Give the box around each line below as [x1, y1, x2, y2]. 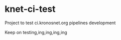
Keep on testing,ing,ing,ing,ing [4, 29, 68, 35]
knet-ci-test [4, 3, 56, 15]
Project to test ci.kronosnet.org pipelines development [4, 20, 116, 26]
